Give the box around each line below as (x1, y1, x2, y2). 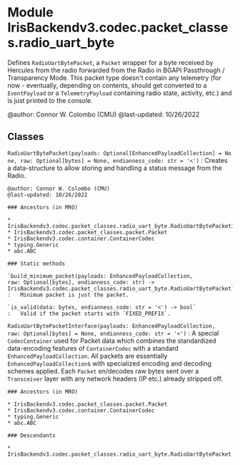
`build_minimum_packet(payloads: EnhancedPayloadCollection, (7, 272, 194, 279)
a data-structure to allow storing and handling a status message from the (7, 164, 223, 172)
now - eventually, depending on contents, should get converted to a (7, 81, 207, 89)
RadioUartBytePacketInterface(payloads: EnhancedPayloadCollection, (7, 322, 216, 329)
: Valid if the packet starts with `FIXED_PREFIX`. (7, 310, 171, 317)
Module (7, 4, 54, 21)
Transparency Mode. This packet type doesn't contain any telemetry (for (7, 73, 221, 82)
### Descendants (7, 431, 56, 439)
